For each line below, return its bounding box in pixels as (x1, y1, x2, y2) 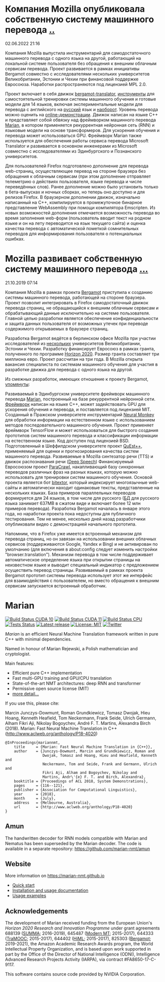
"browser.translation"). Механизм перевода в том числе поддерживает (5, 551, 154, 557)
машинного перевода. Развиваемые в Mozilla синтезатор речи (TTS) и (5, 453, 154, 459)
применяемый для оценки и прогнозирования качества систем (5, 448, 139, 454)
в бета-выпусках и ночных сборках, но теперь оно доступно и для (5, 189, 145, 195)
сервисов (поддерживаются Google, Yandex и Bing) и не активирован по (5, 541, 158, 547)
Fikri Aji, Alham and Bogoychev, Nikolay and (42, 770, 137, 775)
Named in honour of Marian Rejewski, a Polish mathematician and (5, 645, 138, 651)
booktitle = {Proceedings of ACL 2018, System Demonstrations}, (14, 779, 148, 784)
